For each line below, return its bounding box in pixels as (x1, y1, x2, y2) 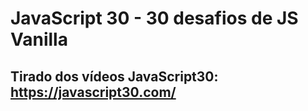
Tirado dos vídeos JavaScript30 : (10, 68, 219, 85)
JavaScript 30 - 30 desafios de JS (10, 7, 299, 30)
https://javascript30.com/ (10, 83, 177, 101)
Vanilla (10, 28, 68, 51)
